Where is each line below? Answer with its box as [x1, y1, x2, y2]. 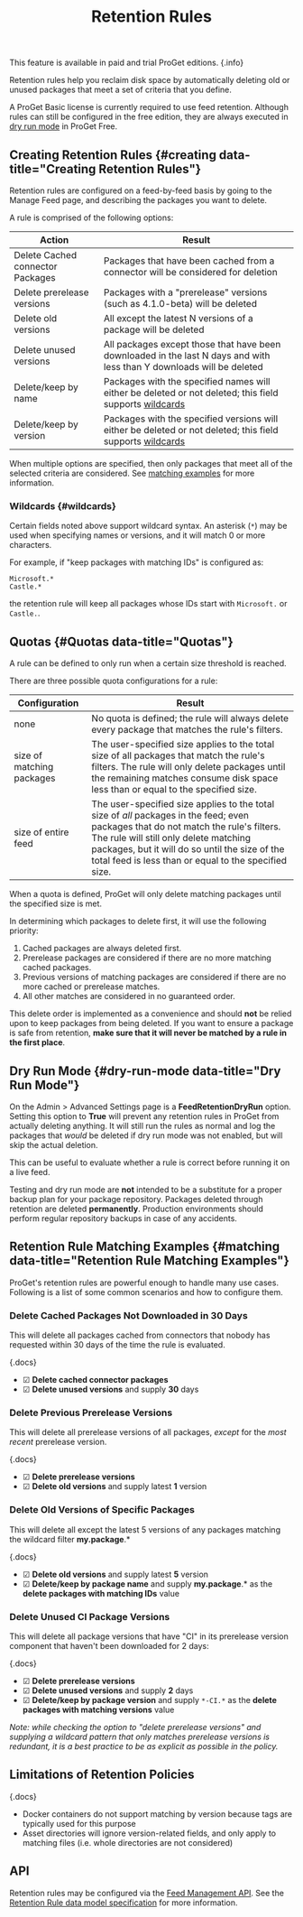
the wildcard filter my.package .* [9, 1533, 131, 1544]
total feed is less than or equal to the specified [91, 855, 287, 867]
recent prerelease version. [9, 1437, 107, 1448]
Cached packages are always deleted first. [22, 943, 182, 954]
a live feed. [9, 1166, 50, 1177]
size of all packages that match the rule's [91, 749, 265, 762]
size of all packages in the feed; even [91, 810, 250, 822]
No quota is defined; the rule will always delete [91, 712, 289, 725]
